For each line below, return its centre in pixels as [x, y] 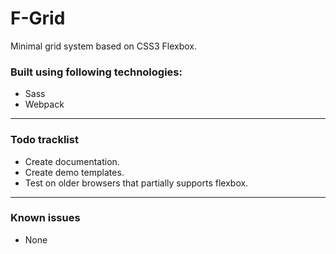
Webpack [44, 104]
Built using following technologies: [96, 72]
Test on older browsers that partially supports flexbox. [136, 183]
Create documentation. [72, 161]
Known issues [45, 218]
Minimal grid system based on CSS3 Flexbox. [103, 46]
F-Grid [38, 18]
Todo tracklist [44, 140]
